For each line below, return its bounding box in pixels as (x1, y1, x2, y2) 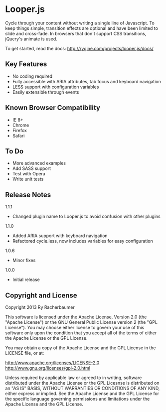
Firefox (12, 127, 27, 133)
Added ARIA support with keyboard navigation (12, 233, 108, 239)
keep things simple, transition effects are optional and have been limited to (5, 25, 159, 31)
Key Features (5, 60, 47, 68)
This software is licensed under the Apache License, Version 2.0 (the (5, 314, 147, 320)
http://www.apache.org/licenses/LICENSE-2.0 (5, 360, 100, 366)
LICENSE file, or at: (5, 350, 44, 356)
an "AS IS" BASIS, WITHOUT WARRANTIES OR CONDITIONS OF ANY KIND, (5, 385, 160, 391)
